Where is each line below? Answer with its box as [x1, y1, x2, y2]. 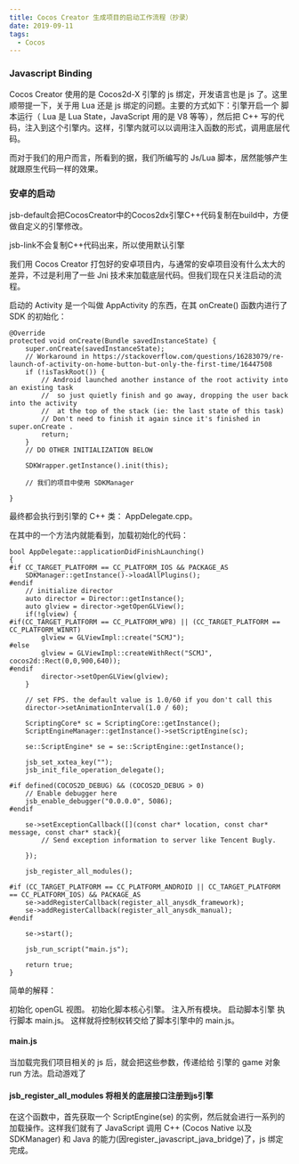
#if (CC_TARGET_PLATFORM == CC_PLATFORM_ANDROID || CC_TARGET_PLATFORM [9, 883, 280, 891]
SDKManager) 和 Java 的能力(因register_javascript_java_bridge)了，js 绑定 [9, 1134, 284, 1144]
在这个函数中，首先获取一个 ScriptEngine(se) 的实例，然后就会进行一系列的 [9, 1111, 286, 1122]
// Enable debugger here [25, 789, 117, 798]
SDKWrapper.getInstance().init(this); [25, 460, 169, 470]
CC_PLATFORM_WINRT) [9, 625, 82, 634]
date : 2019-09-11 [9, 21, 74, 30]
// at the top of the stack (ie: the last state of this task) [41, 406, 285, 415]
